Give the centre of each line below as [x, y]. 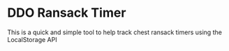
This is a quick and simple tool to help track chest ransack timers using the [114, 32]
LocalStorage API [32, 39]
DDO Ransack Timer [67, 13]
